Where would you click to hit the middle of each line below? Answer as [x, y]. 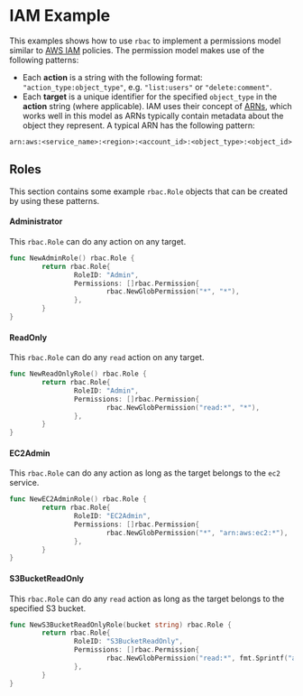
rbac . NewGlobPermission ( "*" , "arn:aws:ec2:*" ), [197, 533]
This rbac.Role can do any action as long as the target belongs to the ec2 [145, 473]
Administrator [36, 221]
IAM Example [60, 16]
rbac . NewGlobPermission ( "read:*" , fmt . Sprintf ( [197, 659]
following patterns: [44, 60]
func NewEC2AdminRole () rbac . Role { [78, 499]
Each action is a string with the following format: [112, 77]
